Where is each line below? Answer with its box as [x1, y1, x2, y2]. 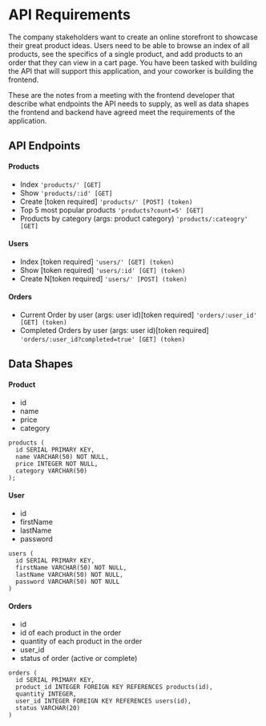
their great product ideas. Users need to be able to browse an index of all [8, 40, 250, 50]
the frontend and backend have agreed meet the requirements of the [8, 107, 236, 117]
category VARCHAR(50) [15, 467, 88, 475]
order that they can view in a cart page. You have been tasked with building [8, 58, 258, 67]
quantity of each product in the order [19, 636, 143, 646]
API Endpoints [8, 139, 81, 153]
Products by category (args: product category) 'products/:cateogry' [19, 213, 248, 223]
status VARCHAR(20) [15, 704, 81, 712]
